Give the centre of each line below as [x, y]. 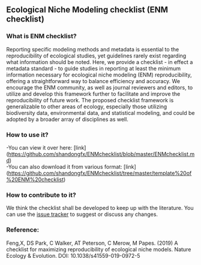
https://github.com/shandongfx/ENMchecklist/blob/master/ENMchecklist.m [101, 154]
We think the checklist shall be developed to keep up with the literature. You [100, 208]
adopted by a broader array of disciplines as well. [67, 119]
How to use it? [28, 135]
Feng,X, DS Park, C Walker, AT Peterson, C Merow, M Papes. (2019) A [92, 243]
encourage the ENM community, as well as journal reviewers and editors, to [100, 87]
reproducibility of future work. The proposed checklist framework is [90, 100]
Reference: [23, 230]
